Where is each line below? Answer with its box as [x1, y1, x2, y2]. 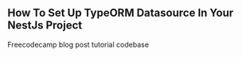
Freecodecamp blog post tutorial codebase [7, 40, 149, 49]
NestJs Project [7, 19, 83, 32]
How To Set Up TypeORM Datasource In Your [7, 6, 234, 20]
